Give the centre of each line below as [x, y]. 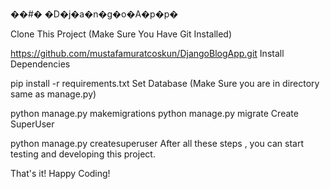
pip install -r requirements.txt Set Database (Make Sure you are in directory [165, 83]
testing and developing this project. [83, 154]
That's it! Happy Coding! [60, 173]
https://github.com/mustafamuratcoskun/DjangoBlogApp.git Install [147, 53]
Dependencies [40, 64]
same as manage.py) [53, 94]
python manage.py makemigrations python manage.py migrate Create [154, 113]
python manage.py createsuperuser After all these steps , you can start [157, 143]
